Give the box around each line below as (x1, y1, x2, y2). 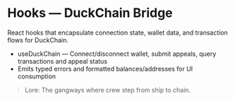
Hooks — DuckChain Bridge (7, 5, 173, 21)
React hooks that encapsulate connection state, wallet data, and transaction (7, 28, 228, 37)
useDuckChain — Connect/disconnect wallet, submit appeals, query (17, 49, 217, 58)
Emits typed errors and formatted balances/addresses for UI (17, 64, 193, 73)
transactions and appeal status (17, 57, 108, 65)
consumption (17, 72, 56, 81)
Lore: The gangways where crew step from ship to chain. (24, 85, 191, 94)
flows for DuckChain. (7, 35, 68, 44)
